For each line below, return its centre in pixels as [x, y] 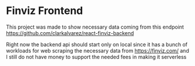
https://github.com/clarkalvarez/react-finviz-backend [70, 33]
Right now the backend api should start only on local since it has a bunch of [97, 44]
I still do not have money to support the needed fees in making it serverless [96, 57]
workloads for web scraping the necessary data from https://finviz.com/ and [97, 50]
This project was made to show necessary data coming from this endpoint [95, 27]
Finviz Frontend [45, 11]
